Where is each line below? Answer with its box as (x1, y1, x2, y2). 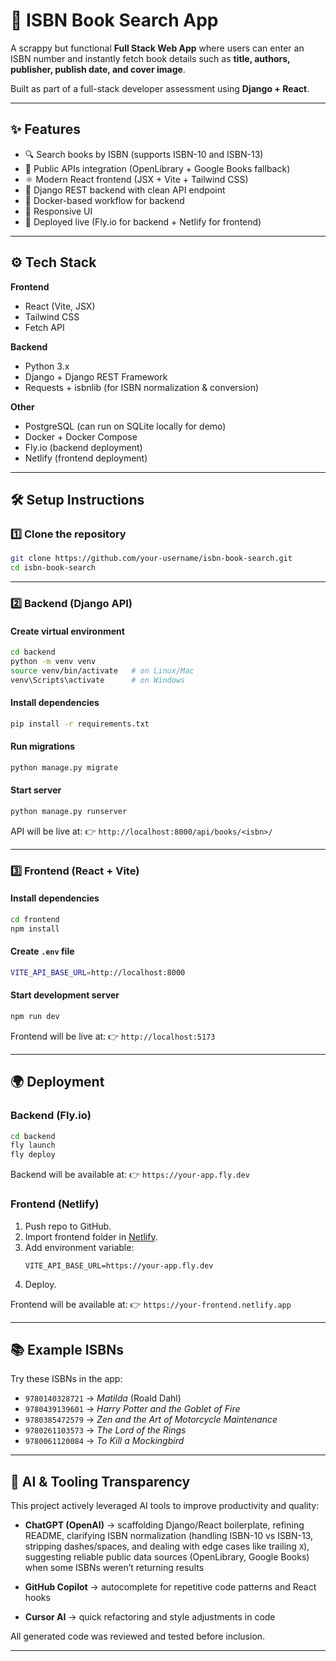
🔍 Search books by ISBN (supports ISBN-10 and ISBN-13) (24, 148, 264, 160)
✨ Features (10, 121, 81, 138)
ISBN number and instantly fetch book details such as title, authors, (10, 52, 291, 64)
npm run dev (10, 1012, 60, 1022)
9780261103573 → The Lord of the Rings (24, 1424, 187, 1436)
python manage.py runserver (10, 806, 128, 816)
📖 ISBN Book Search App (10, 9, 219, 32)
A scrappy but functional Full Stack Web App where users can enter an (10, 42, 305, 54)
